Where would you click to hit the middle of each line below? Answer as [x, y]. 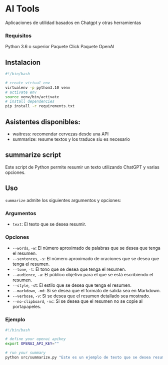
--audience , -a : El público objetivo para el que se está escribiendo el [83, 275]
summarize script [33, 155]
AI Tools [22, 9]
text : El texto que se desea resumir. [49, 224]
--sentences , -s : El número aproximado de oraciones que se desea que [85, 259]
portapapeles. [27, 307]
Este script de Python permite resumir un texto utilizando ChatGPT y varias [82, 167]
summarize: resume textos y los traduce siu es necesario [71, 139]
